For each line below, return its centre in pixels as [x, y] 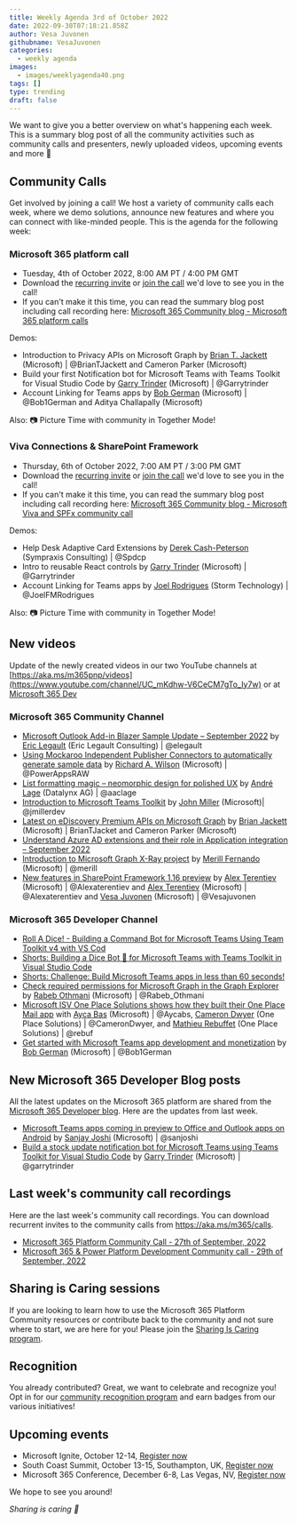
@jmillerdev [43, 811]
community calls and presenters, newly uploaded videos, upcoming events [146, 144]
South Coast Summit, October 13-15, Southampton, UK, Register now [148, 1465]
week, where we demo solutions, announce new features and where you [142, 212]
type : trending [37, 92]
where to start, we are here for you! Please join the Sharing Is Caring [134, 1328]
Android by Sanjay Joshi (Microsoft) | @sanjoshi [110, 1137]
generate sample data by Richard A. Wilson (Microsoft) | [125, 764]
